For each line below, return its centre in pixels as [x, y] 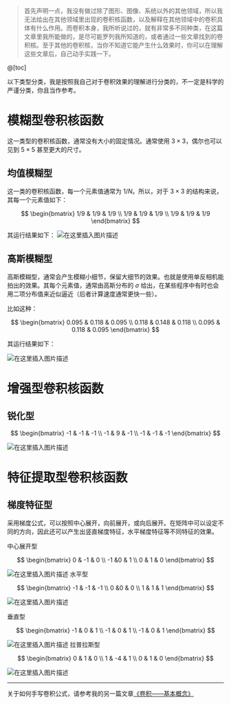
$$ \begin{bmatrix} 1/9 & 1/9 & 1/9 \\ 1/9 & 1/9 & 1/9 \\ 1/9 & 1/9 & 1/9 [115, 213]
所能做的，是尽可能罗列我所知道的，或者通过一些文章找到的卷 [135, 36]
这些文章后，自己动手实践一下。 [69, 54]
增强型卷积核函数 [56, 388]
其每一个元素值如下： [37, 199]
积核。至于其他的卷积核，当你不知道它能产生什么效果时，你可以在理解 [123, 45]
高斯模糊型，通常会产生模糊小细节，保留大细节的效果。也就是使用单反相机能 [115, 276]
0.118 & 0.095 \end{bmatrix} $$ [115, 329]
